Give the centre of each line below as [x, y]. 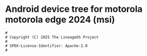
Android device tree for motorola [74, 9]
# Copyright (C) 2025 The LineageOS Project [52, 37]
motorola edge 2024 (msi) [60, 20]
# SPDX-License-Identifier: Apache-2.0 [46, 46]
